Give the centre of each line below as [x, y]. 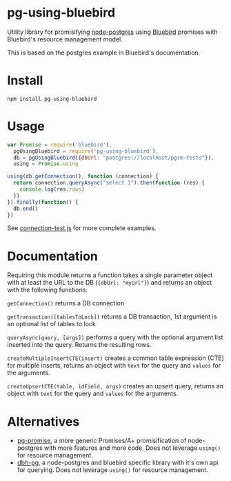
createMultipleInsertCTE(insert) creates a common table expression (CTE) [115, 358]
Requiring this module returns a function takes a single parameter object [110, 275]
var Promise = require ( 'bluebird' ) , [60, 144]
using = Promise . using [46, 164]
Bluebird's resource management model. [65, 39]
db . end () [26, 209]
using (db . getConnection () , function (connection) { [83, 177]
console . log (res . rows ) [52, 189]
